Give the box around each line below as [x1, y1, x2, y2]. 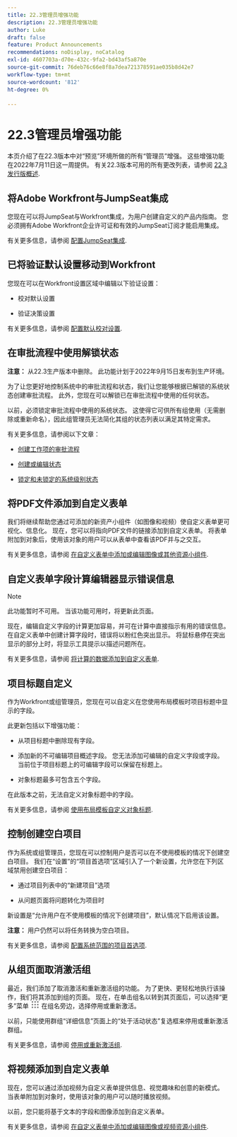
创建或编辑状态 [17, 460, 61, 468]
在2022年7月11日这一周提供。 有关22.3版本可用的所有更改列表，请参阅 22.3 [7, 161, 228, 169]
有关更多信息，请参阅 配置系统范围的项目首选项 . [7, 941, 147, 950]
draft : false [7, 34, 46, 41]
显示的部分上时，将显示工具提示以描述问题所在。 [7, 640, 150, 648]
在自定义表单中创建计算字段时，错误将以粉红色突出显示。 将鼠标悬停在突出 [7, 630, 226, 640]
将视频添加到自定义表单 [7, 1063, 109, 1075]
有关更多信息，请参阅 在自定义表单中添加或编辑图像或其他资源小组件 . [7, 550, 209, 559]
